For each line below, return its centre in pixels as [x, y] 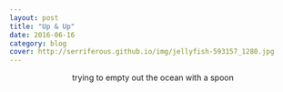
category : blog [38, 43]
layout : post [34, 18]
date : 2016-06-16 [42, 35]
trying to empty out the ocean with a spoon [153, 77]
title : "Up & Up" [42, 26]
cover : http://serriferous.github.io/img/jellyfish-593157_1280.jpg [142, 52]
